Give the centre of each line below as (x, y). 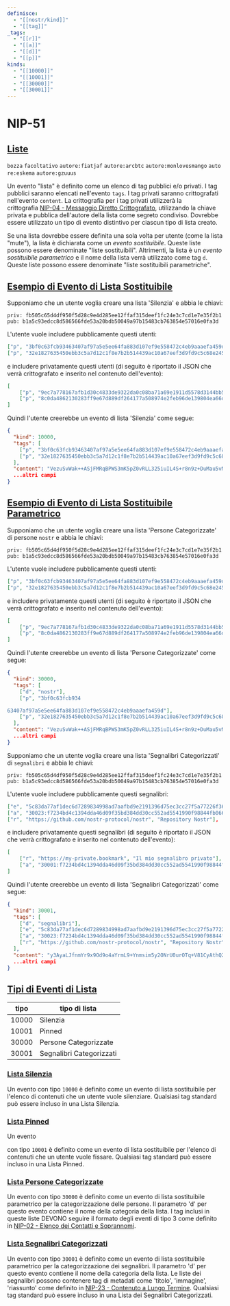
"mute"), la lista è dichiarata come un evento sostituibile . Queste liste (104, 243)
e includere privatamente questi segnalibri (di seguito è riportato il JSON (109, 833)
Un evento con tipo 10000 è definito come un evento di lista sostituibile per (112, 1089)
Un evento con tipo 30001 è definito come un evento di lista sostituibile (106, 1259)
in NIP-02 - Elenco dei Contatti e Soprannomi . (72, 1226)
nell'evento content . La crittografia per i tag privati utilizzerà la (95, 201)
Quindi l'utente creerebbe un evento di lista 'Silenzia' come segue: (101, 418)
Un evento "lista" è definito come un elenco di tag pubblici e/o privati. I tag (112, 186)
